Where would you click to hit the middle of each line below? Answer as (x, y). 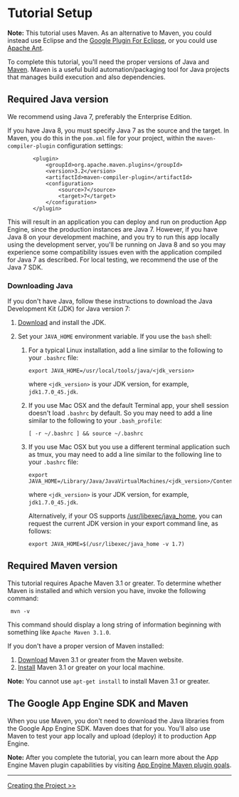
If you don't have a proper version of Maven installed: (86, 646)
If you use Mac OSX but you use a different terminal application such (129, 447)
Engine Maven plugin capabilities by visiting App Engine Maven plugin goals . (119, 765)
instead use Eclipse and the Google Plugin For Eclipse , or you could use (112, 40)
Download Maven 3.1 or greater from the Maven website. (100, 659)
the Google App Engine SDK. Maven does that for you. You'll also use (109, 728)
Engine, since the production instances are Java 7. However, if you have (113, 229)
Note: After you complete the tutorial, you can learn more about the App (113, 757)
